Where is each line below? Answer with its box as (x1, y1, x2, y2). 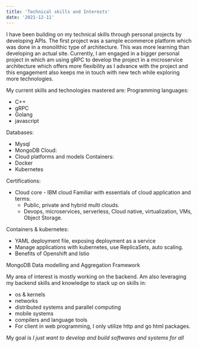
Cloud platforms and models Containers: (14, 153, 114, 160)
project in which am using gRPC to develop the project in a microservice (6, 56, 183, 63)
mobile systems (14, 309, 54, 317)
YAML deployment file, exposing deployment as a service (14, 237, 156, 244)
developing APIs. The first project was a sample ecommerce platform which (6, 37, 192, 44)
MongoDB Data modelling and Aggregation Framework (6, 261, 140, 268)
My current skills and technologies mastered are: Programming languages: (6, 86, 189, 94)
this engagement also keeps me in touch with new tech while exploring (6, 69, 180, 76)
